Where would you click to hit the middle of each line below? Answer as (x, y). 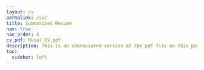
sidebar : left (29, 57)
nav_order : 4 (23, 35)
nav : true (19, 29)
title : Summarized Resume (39, 23)
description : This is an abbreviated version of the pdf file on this (97, 46)
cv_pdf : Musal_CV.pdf (34, 40)
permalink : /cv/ (27, 18)
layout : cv (20, 12)
